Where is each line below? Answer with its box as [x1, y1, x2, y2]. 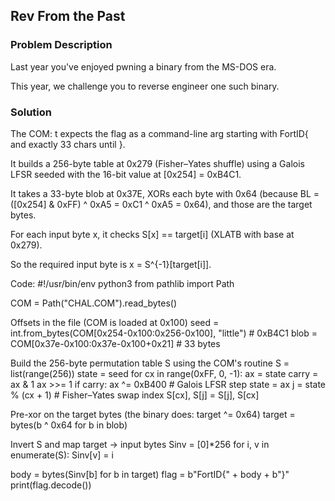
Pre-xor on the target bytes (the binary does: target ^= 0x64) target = [10, 408, 296, 420]
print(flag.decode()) [10, 479, 92, 491]
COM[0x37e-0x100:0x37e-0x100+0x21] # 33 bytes [10, 337, 221, 349]
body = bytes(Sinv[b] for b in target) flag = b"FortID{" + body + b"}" [10, 468, 290, 480]
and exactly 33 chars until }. [10, 138, 126, 150]
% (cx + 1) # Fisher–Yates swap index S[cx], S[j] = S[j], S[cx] [10, 389, 260, 401]
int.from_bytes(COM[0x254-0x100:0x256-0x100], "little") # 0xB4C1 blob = [10, 327, 318, 339]
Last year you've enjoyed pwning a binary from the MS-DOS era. [10, 60, 277, 73]
